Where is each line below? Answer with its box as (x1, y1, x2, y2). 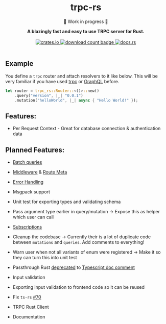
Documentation (12, 314, 45, 320)
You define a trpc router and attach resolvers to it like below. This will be (5, 73, 158, 79)
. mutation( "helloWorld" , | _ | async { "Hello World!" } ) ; (14, 97, 138, 103)
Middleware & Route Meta (12, 169, 67, 175)
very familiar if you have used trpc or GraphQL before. (5, 78, 120, 84)
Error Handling (12, 179, 44, 185)
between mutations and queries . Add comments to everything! (12, 239, 145, 245)
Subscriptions (12, 224, 42, 230)
